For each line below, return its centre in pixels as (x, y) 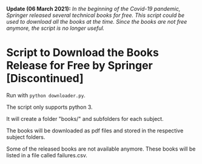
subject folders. (26, 137)
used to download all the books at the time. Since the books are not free (97, 22)
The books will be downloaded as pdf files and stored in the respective (95, 131)
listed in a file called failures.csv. (47, 155)
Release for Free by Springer (79, 66)
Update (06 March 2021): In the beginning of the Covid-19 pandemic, (93, 9)
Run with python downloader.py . (46, 95)
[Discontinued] (45, 79)
